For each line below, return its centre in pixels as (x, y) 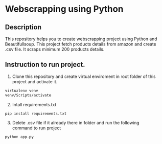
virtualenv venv (22, 91)
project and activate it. (35, 81)
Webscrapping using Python (64, 9)
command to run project (36, 128)
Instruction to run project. (45, 65)
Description (23, 27)
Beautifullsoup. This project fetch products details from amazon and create (81, 44)
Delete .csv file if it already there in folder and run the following (76, 123)
